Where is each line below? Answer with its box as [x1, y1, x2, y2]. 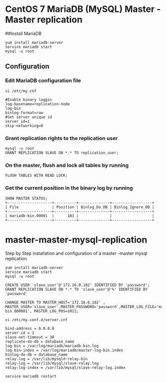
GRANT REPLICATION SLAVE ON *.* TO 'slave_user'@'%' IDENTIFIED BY [5, 287, 148, 292]
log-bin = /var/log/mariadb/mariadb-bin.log [5, 344, 99, 349]
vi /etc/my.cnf [5, 88, 37, 93]
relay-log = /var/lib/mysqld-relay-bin [5, 357, 88, 362]
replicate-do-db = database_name [5, 339, 75, 344]
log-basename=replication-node [5, 101, 70, 106]
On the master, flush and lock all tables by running [5, 161, 129, 168]
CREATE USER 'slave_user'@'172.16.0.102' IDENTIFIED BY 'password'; [5, 283, 150, 288]
